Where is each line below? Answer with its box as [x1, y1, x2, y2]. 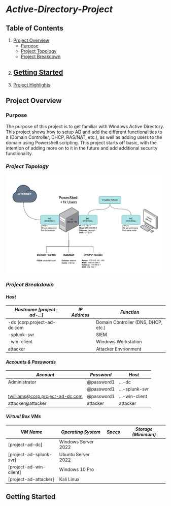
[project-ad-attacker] [8, 477, 55, 483]
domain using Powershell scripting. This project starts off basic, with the [6, 139, 157, 145]
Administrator [8, 379, 37, 385]
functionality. [6, 150, 33, 156]
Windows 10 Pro [59, 466, 94, 472]
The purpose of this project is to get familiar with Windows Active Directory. [6, 123, 164, 129]
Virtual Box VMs [6, 413, 41, 419]
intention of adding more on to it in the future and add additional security [6, 145, 158, 151]
